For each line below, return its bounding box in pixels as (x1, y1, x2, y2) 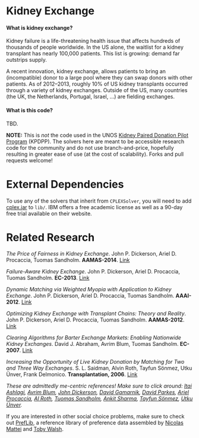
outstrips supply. (6, 56, 48, 64)
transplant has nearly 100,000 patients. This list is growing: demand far (6, 50, 180, 57)
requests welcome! (6, 156, 53, 164)
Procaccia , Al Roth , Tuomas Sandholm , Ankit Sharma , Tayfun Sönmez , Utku (6, 395, 193, 402)
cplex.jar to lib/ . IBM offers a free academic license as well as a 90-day (6, 203, 183, 210)
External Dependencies (6, 177, 124, 191)
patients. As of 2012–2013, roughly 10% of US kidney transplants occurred (6, 80, 188, 87)
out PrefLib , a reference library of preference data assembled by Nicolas (6, 419, 184, 426)
